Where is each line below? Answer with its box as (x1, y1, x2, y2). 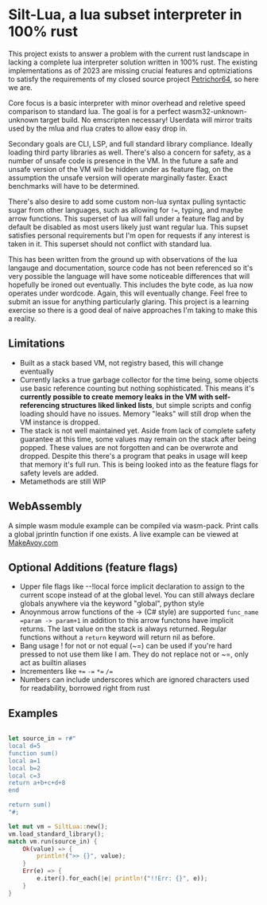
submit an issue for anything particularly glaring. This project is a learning (8, 296, 250, 306)
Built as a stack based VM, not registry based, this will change (19, 358, 224, 367)
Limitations (8, 337, 65, 351)
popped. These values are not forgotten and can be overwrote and (19, 442, 238, 452)
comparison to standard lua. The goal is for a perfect (8, 106, 181, 116)
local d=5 (8, 742, 41, 750)
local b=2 (8, 764, 41, 772)
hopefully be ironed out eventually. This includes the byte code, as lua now (8, 280, 253, 289)
